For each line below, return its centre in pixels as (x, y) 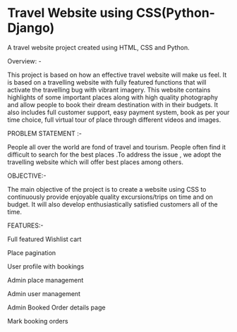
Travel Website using (71, 13)
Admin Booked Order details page (56, 307)
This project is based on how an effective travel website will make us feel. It (117, 75)
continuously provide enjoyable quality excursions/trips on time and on (110, 197)
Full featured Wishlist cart (44, 239)
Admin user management (44, 293)
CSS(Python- (176, 13)
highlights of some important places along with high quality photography (113, 97)
